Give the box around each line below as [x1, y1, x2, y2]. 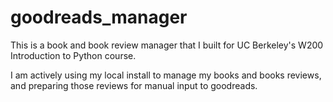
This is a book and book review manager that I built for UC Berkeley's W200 [10, 39, 324, 51]
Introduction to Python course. [10, 49, 137, 61]
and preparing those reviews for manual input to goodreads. [10, 79, 258, 91]
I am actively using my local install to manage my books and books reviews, [10, 69, 322, 81]
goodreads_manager [10, 6, 188, 29]
